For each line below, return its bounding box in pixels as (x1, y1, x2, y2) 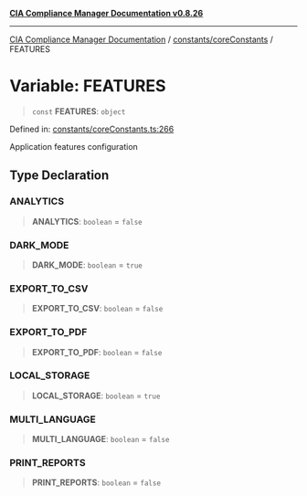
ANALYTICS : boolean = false (31, 216, 143, 227)
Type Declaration (9, 168, 110, 184)
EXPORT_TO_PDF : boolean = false (31, 346, 163, 357)
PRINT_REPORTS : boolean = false (31, 477, 162, 488)
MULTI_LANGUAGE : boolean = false (31, 434, 170, 445)
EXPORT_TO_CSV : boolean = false (31, 303, 164, 314)
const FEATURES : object (31, 105, 126, 117)
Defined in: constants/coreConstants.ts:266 (9, 123, 175, 134)
